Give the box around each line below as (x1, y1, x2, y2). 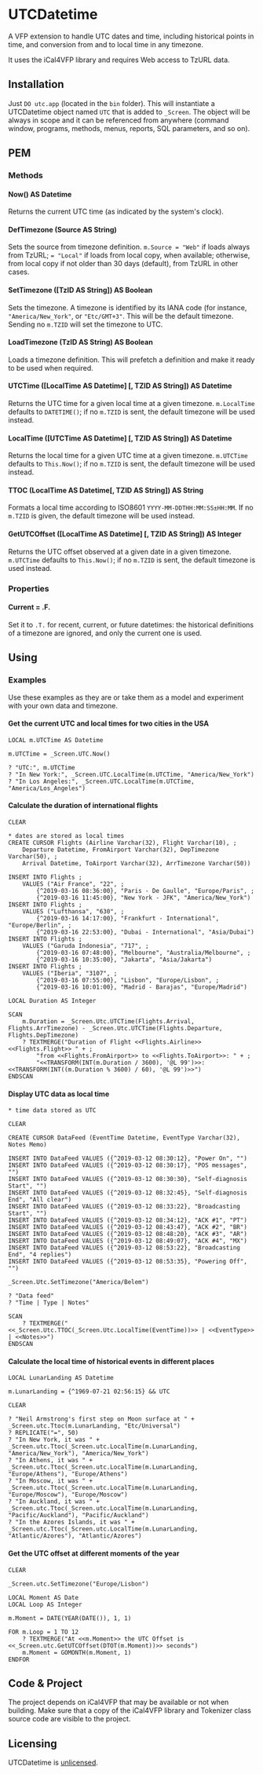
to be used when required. (8, 363, 94, 372)
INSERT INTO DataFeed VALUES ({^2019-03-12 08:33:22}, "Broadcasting (8, 1203, 241, 1211)
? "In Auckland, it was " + (8, 1498, 100, 1505)
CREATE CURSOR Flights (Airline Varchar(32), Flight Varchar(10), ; (8, 839, 237, 847)
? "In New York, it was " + (8, 1436, 100, 1444)
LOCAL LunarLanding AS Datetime (8, 1374, 114, 1382)
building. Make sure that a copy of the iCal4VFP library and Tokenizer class (8, 1706, 251, 1715)
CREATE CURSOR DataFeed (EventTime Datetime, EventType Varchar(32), (8, 1134, 241, 1142)
